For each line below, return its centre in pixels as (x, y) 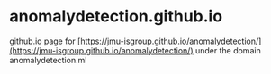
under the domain (228, 50)
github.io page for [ (45, 41)
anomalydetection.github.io (116, 16)
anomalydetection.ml (48, 60)
